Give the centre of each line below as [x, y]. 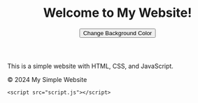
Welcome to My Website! [118, 13]
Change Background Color [118, 33]
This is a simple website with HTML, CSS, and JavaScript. [90, 66]
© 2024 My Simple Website [47, 79]
